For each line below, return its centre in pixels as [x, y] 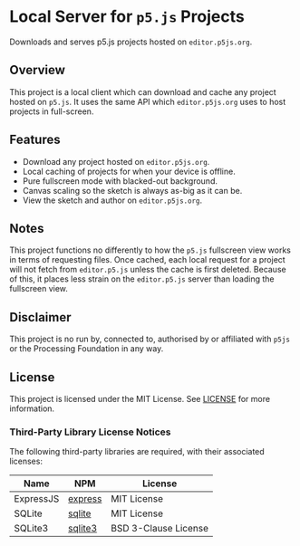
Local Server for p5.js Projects [127, 17]
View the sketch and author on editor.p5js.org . [112, 200]
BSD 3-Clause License [160, 529]
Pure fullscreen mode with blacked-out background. [120, 181]
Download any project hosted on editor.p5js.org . [116, 161]
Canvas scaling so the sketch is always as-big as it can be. [132, 190]
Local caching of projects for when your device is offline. [129, 171]
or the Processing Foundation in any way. [87, 349]
